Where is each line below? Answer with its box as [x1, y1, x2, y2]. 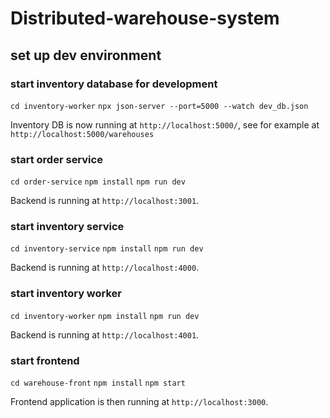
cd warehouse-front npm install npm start [10, 378, 186, 389]
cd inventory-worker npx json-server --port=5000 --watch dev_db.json [10, 101, 309, 111]
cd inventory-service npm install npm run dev [10, 244, 204, 254]
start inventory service [10, 220, 125, 234]
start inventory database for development [10, 77, 218, 91]
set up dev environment [10, 47, 162, 64]
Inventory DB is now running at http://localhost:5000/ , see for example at [10, 118, 320, 131]
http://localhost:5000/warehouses [10, 129, 155, 139]
